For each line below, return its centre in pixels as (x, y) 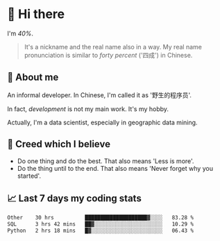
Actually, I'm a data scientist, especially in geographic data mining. (102, 122)
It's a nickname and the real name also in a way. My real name (113, 47)
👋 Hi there (36, 14)
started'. (29, 176)
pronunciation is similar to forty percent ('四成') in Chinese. (108, 55)
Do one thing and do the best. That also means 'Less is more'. (105, 161)
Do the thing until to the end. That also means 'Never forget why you (115, 168)
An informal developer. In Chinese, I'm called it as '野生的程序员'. (100, 95)
